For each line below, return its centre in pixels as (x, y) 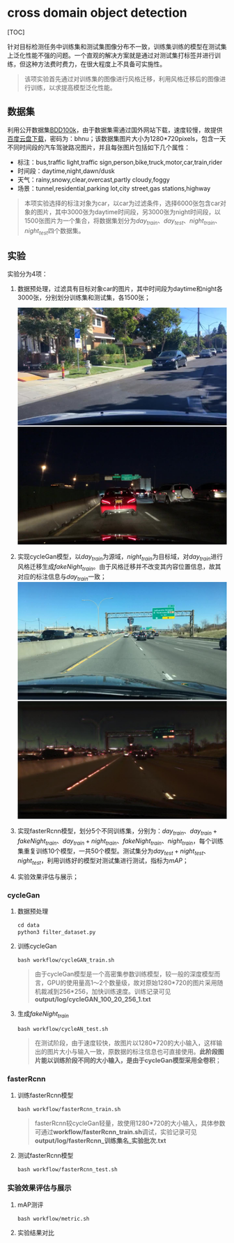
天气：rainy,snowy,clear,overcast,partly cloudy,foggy (94, 179)
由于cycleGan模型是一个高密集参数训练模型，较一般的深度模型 (124, 974)
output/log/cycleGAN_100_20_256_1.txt (93, 999)
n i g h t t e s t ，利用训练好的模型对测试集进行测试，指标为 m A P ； (103, 862)
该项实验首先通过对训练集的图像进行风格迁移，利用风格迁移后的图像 (122, 79)
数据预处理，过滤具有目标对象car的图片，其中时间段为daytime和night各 (120, 289)
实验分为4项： (28, 274)
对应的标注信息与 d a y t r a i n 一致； (62, 577)
